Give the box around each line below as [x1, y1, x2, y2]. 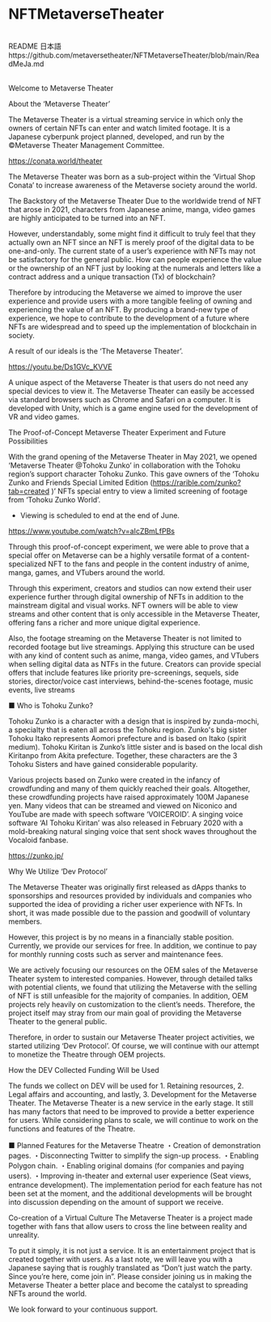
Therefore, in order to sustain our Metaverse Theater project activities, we [8, 1032, 255, 1042]
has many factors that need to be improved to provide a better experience [8, 1106, 255, 1116]
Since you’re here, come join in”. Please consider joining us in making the [8, 1271, 252, 1281]
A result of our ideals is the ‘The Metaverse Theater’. [8, 345, 184, 356]
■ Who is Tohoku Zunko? [8, 701, 94, 710]
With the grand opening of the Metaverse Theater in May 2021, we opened [8, 451, 257, 461]
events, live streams [8, 684, 75, 694]
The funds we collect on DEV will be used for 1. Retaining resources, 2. [8, 1081, 244, 1091]
